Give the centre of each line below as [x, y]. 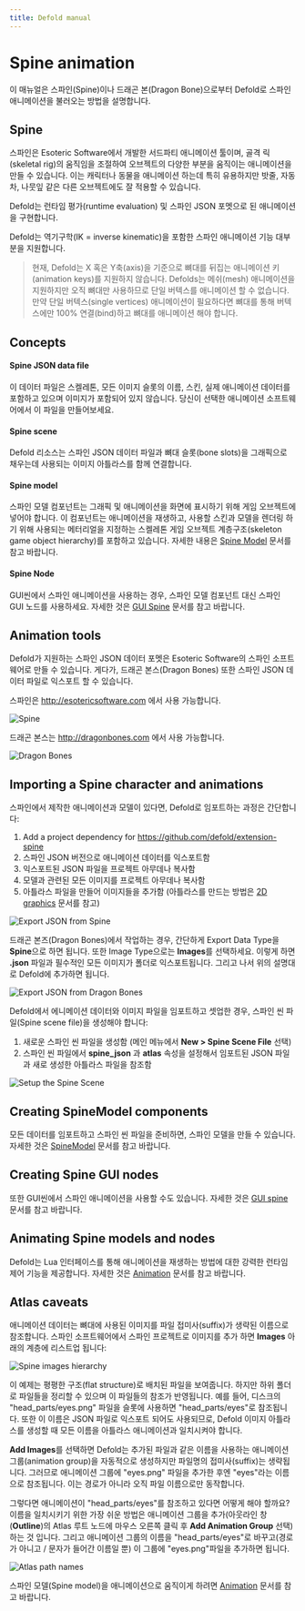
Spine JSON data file [49, 366]
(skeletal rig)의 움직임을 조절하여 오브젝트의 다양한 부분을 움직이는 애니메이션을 [151, 164]
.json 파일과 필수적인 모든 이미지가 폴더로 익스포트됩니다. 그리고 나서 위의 [140, 963]
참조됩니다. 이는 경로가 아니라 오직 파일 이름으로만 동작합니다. [136, 1484]
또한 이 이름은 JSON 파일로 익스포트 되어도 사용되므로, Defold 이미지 [144, 1419]
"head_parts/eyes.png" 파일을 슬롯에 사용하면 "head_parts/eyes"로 [133, 1408]
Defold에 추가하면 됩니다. [64, 974]
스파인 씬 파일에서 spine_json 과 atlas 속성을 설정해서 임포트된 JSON [147, 1053]
